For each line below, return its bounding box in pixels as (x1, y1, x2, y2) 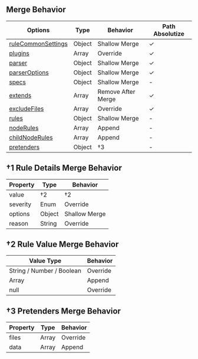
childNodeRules (9, 133, 53, 141)
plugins (9, 49, 29, 57)
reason (9, 219, 28, 227)
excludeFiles (9, 105, 44, 113)
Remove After (97, 87, 136, 96)
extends (9, 91, 32, 99)
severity (9, 200, 32, 208)
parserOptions (9, 68, 49, 76)
